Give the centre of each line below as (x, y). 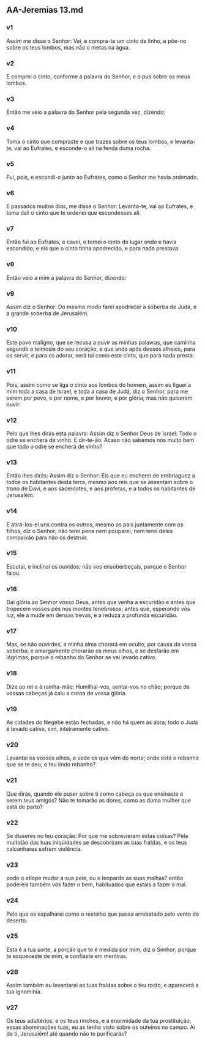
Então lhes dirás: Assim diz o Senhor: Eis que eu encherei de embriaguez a (101, 476)
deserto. (17, 920)
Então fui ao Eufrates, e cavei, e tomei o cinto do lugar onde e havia (91, 242)
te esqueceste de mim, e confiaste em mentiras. (67, 956)
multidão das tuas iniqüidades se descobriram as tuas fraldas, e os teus (97, 842)
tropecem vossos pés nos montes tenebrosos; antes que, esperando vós (98, 609)
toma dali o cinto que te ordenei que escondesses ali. (74, 213)
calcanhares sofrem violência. (44, 849)
